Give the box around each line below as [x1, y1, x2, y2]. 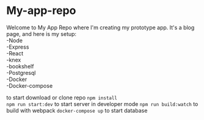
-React [6, 49, 23, 57]
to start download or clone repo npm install [6, 94, 118, 101]
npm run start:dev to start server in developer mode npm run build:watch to [6, 100, 199, 107]
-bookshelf [6, 62, 34, 70]
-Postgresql [6, 69, 36, 76]
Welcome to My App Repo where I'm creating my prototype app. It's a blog [6, 24, 195, 31]
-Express [6, 43, 29, 51]
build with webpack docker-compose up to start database [6, 107, 148, 114]
